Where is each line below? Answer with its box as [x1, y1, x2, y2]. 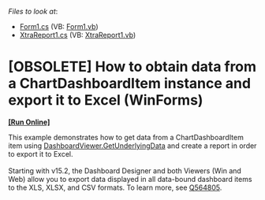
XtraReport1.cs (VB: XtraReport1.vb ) [19, 31, 136, 39]
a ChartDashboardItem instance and [8, 75, 251, 93]
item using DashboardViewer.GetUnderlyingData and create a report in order [8, 141, 257, 150]
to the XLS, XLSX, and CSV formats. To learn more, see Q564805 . [8, 183, 222, 192]
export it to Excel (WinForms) [8, 91, 203, 109]
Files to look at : [8, 7, 58, 16]
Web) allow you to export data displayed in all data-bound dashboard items [8, 174, 252, 183]
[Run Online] [8, 117, 50, 127]
